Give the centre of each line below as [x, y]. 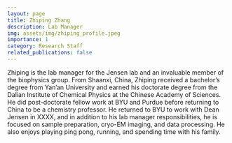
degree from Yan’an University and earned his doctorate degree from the [112, 87]
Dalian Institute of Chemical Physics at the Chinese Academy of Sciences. [114, 94]
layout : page [26, 14]
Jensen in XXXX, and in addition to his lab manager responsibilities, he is [112, 116]
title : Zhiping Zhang [39, 20]
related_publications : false [50, 53]
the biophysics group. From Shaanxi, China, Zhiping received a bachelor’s [114, 80]
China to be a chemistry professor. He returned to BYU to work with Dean [113, 110]
